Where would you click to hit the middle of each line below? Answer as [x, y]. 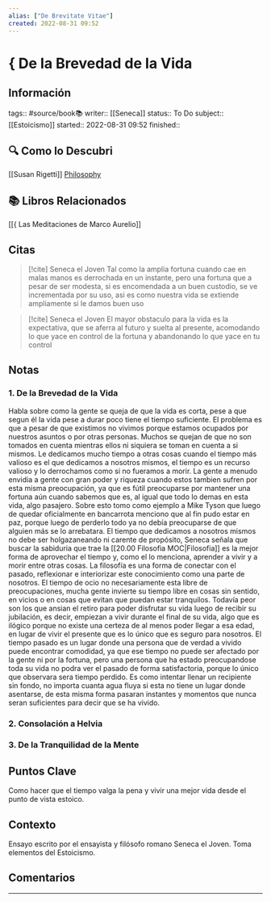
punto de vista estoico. [46, 799]
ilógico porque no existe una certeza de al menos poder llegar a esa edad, [131, 625]
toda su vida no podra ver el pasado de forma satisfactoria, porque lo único [134, 668]
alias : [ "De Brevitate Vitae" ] [61, 16]
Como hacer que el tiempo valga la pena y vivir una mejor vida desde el [127, 791]
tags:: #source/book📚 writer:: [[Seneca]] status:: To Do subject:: [116, 113]
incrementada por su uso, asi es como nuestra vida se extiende [133, 295]
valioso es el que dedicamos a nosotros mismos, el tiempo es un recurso [129, 462]
